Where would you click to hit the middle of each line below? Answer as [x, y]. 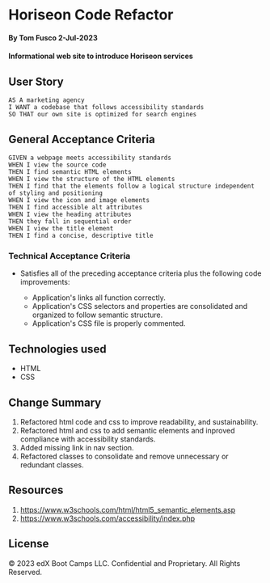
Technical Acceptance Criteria [70, 256]
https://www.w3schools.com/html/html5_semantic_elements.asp [128, 509]
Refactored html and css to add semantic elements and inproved [128, 430]
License [29, 544]
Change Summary [55, 402]
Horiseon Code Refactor [91, 15]
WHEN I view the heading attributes [70, 214]
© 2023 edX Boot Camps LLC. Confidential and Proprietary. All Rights [124, 563]
